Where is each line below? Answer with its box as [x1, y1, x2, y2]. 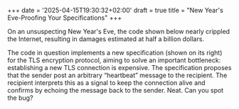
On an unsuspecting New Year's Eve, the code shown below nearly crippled [7, 28, 230, 35]
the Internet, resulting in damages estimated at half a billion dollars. [7, 35, 205, 43]
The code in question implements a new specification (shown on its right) [7, 49, 223, 57]
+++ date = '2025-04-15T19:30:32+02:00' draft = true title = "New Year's [7, 6, 224, 14]
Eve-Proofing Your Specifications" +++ [7, 13, 122, 22]
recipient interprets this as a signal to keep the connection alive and [7, 79, 206, 87]
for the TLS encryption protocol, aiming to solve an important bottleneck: [7, 56, 221, 64]
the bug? [7, 93, 33, 102]
